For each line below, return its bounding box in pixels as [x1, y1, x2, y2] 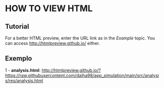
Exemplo [5, 54, 32, 63]
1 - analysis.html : [5, 67, 41, 73]
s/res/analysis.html [5, 77, 43, 83]
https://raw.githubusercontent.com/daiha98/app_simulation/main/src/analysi [5, 72, 159, 78]
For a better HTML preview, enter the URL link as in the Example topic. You [5, 35, 155, 41]
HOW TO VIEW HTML [5, 3, 93, 14]
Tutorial [5, 22, 29, 31]
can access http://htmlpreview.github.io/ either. [5, 40, 100, 46]
